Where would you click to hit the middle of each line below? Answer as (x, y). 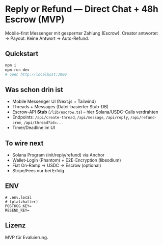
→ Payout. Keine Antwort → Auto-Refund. (47, 38)
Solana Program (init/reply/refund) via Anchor (58, 155)
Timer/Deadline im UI (34, 128)
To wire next (24, 143)
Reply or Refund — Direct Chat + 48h (82, 9)
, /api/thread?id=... (42, 122)
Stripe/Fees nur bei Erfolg (38, 170)
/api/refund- (143, 118)
